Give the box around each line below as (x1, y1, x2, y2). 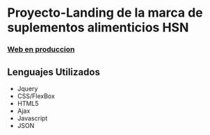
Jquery (17, 84, 38, 93)
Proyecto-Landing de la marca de (7, 5, 203, 21)
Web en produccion (7, 45, 75, 54)
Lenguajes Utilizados (7, 66, 101, 78)
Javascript (17, 113, 48, 122)
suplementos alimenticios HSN (7, 19, 189, 35)
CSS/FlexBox (17, 92, 56, 100)
